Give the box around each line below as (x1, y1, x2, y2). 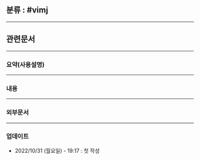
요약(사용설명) (6, 60, 45, 69)
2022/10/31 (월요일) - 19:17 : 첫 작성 (14, 147, 100, 154)
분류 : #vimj (6, 5, 49, 16)
